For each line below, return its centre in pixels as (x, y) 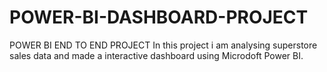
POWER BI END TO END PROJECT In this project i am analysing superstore (163, 45)
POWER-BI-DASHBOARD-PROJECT (159, 17)
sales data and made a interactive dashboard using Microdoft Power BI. (156, 55)
